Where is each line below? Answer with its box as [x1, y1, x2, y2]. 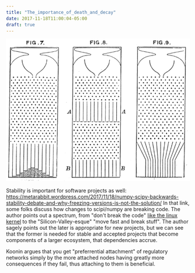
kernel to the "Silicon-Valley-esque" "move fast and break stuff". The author [6, 218, 189, 225]
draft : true [6, 22, 35, 27]
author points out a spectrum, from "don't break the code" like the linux [6, 212, 178, 219]
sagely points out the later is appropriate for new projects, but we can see [6, 225, 184, 232]
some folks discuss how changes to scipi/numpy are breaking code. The [6, 206, 181, 213]
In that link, [163, 199, 190, 206]
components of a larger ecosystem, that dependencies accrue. [6, 237, 158, 244]
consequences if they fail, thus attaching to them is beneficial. [6, 260, 156, 268]
